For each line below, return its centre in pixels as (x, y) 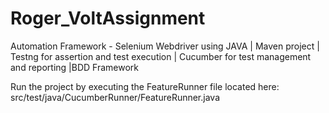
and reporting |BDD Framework (74, 67)
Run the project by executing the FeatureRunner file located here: (145, 86)
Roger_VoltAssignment (108, 18)
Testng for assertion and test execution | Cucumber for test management (161, 56)
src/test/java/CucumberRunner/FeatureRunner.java (115, 97)
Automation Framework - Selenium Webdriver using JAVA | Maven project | (165, 46)
